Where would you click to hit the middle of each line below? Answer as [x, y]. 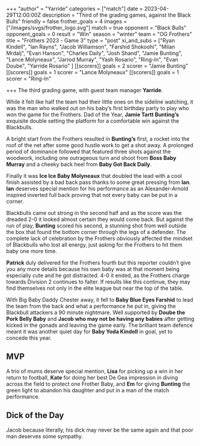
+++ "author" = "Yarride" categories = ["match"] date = [75, 9]
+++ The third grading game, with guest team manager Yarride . [84, 90]
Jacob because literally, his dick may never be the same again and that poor [100, 430]
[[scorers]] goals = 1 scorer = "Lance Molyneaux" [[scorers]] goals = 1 [93, 72]
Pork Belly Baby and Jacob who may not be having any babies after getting [100, 319]
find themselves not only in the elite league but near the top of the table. [95, 288]
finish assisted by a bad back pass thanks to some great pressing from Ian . [99, 182]
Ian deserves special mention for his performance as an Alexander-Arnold [97, 189]
